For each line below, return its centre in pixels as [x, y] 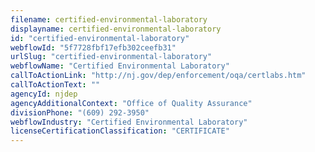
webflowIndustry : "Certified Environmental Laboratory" [129, 122]
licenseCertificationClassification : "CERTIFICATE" [120, 131]
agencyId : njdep [44, 94]
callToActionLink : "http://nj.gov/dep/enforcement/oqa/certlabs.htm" [158, 76]
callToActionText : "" [55, 85]
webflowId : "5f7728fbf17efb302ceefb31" [93, 47]
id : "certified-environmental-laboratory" [100, 38]
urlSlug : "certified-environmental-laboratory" [111, 57]
